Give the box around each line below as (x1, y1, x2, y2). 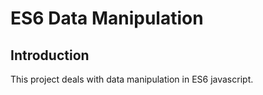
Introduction (10, 47, 90, 64)
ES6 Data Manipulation (10, 7, 204, 30)
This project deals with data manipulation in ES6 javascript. (10, 73, 254, 85)
